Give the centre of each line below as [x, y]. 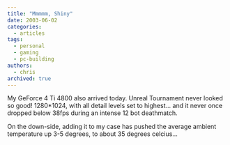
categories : [24, 26]
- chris [25, 72]
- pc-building [34, 59]
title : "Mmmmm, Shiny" [40, 14]
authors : [20, 66]
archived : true [29, 78]
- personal [29, 46]
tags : [15, 40]
